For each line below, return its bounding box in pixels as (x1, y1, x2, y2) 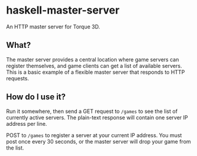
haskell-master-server (6, 4, 120, 17)
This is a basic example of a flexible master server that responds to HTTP (6, 69, 185, 76)
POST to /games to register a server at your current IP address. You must (6, 131, 182, 139)
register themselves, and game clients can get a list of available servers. (6, 62, 182, 69)
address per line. (6, 120, 47, 127)
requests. (6, 74, 30, 82)
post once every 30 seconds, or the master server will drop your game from (6, 138, 191, 145)
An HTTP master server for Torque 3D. (6, 23, 101, 30)
